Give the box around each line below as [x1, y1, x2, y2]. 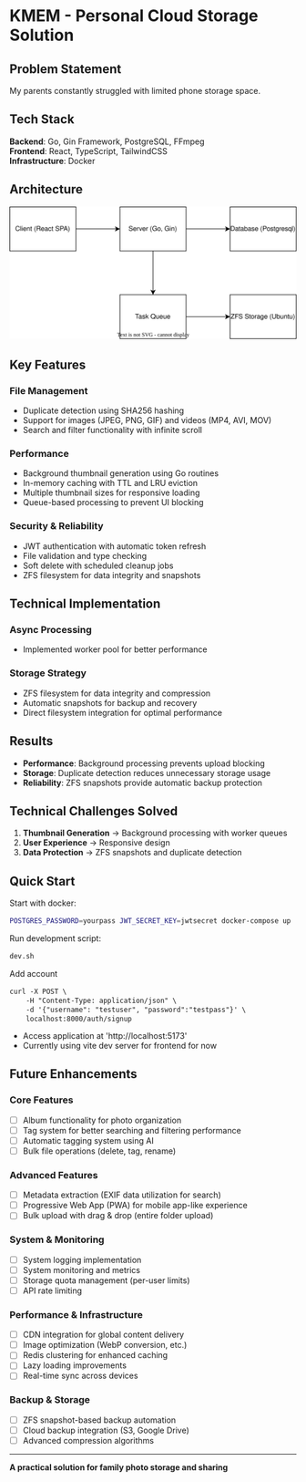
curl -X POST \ [9, 987, 67, 996]
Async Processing [9, 624, 93, 637]
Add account [9, 968, 58, 979]
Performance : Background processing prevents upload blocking [22, 758, 266, 769]
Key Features [9, 357, 87, 372]
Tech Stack [9, 111, 75, 128]
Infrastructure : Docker [9, 155, 96, 166]
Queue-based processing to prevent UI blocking [22, 497, 204, 508]
